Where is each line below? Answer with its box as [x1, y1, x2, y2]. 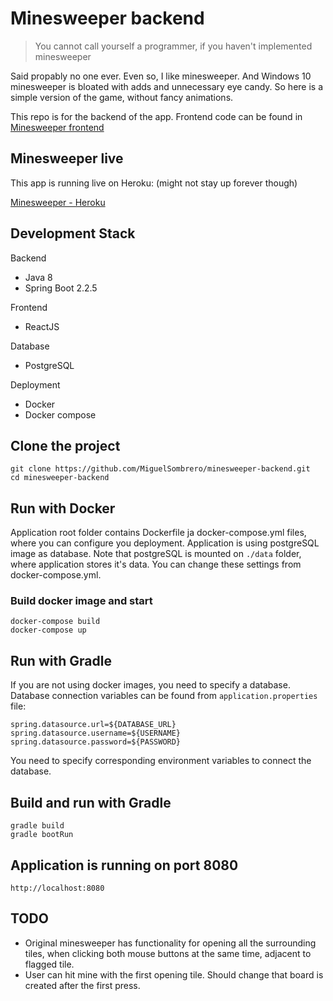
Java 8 [24, 271, 53, 283]
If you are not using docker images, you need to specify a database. [10, 679, 291, 691]
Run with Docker [10, 500, 116, 517]
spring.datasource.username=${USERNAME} [10, 728, 182, 739]
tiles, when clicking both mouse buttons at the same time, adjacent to [24, 947, 312, 959]
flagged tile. [24, 958, 75, 970]
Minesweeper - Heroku [10, 196, 106, 208]
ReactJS [24, 320, 60, 332]
